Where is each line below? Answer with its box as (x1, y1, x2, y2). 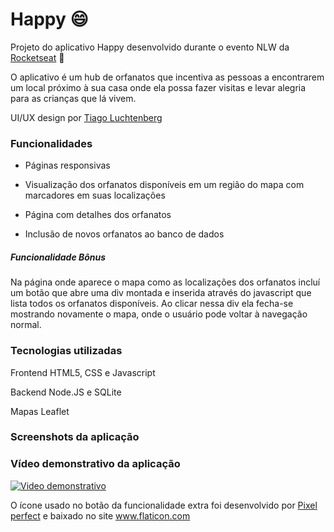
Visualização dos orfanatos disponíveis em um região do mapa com (24, 179, 305, 191)
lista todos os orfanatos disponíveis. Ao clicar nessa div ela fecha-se (10, 298, 294, 310)
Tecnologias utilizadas (10, 344, 123, 358)
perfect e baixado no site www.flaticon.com (10, 509, 191, 522)
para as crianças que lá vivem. (10, 92, 137, 104)
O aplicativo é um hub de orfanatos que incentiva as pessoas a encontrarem (10, 71, 325, 83)
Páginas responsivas (24, 159, 111, 172)
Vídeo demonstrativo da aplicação (10, 457, 181, 471)
